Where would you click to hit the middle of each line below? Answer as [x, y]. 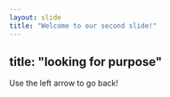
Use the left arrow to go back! [64, 83]
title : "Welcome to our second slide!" [83, 26]
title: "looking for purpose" [86, 62]
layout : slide [36, 17]
